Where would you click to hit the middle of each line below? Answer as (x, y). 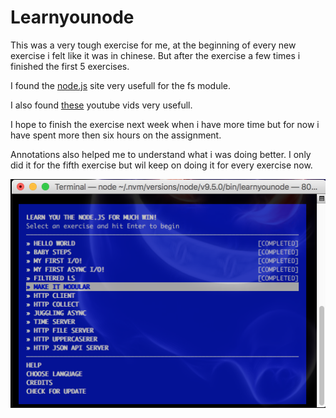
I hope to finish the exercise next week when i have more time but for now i (165, 124)
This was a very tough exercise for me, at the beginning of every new (153, 45)
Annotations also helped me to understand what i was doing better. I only (161, 154)
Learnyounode (72, 17)
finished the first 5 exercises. (70, 66)
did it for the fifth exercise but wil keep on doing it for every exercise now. (161, 165)
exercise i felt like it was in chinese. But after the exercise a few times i (155, 55)
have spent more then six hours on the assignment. (116, 135)
